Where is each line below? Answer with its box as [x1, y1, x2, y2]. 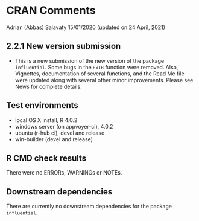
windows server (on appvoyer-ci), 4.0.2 [14, 123, 113, 130]
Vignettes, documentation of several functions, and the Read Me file [14, 70, 185, 77]
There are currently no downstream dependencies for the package [6, 203, 172, 210]
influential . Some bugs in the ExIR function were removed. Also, [14, 63, 178, 71]
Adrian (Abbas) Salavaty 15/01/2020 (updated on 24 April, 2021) [6, 24, 166, 31]
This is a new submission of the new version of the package [14, 57, 165, 64]
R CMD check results [6, 153, 87, 163]
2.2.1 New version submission [6, 41, 121, 51]
